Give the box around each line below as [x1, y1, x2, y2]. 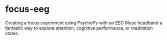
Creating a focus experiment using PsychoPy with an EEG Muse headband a [5, 20, 162, 26]
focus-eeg [5, 3, 50, 15]
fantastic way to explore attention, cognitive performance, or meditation [5, 25, 153, 31]
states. [5, 30, 19, 36]
